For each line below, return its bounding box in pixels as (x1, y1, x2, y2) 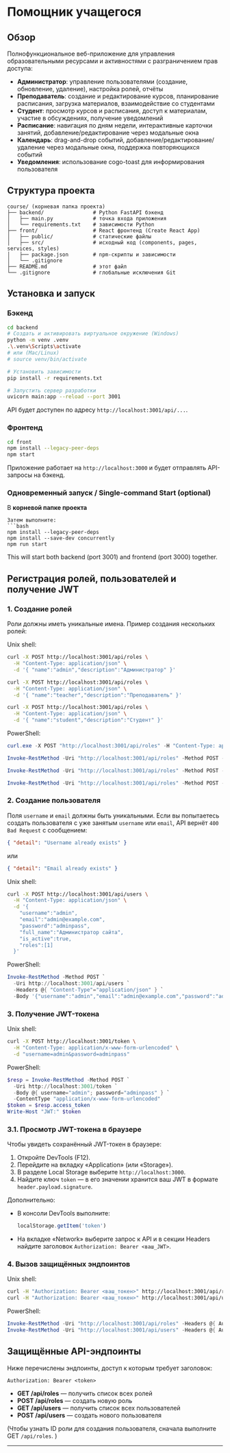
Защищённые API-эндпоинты (7, 1346, 142, 1358)
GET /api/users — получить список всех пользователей (16, 1404, 181, 1412)
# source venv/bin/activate (7, 356, 88, 362)
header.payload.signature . (16, 1183, 93, 1191)
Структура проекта (7, 185, 95, 196)
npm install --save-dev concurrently (7, 535, 115, 542)
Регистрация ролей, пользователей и (7, 572, 177, 584)
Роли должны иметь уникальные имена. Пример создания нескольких (7, 620, 216, 628)
